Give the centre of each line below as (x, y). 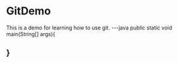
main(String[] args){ (31, 34)
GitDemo (28, 11)
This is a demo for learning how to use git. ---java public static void (89, 28)
